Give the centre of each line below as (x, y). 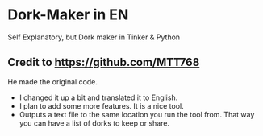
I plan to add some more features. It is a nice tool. (101, 105)
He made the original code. (53, 81)
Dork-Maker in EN (68, 15)
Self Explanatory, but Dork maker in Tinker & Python (94, 37)
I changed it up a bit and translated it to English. (98, 97)
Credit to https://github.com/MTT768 (104, 62)
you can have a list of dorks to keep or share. (94, 123)
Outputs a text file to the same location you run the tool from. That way (137, 114)
